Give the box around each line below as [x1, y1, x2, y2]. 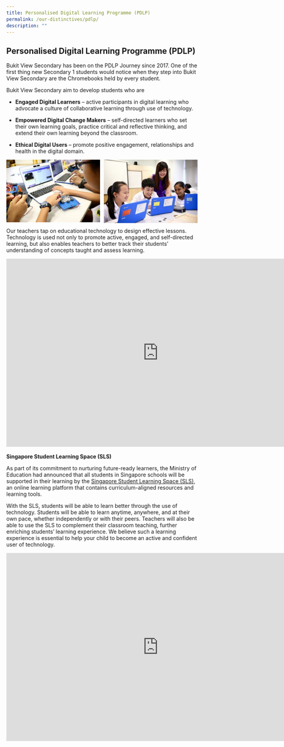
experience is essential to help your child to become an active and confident [6, 534, 197, 541]
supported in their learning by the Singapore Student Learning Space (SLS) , [6, 477, 195, 485]
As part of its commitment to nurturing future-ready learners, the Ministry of [6, 464, 197, 472]
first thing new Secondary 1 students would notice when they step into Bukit [6, 69, 196, 76]
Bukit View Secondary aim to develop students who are [6, 87, 144, 94]
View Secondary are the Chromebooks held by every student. [6, 75, 161, 82]
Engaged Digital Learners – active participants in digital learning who [15, 98, 189, 106]
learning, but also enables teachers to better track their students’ [6, 240, 169, 247]
